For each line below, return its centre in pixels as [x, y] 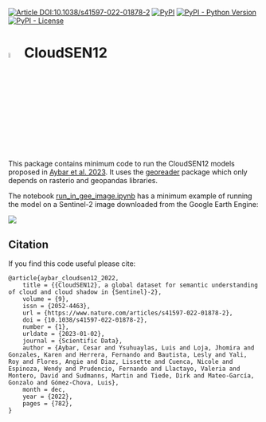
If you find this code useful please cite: [72, 264]
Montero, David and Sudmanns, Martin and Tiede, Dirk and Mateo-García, [131, 376]
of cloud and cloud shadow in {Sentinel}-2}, [85, 292]
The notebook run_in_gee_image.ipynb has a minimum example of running [130, 196]
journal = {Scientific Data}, [73, 341]
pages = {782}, [48, 404]
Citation [29, 244]
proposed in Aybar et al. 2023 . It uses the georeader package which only [128, 172]
